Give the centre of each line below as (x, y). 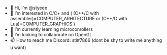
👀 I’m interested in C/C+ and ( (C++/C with (54, 13)
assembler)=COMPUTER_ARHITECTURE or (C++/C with (69, 18)
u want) (18, 47)
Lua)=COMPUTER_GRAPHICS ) (42, 24)
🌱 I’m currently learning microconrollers (51, 29)
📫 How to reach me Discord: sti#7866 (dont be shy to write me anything (86, 40)
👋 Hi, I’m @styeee (28, 8)
